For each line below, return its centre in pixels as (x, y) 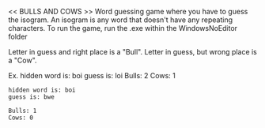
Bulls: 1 (23, 111)
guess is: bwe (32, 97)
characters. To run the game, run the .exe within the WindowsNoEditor (123, 28)
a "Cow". (23, 60)
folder (18, 36)
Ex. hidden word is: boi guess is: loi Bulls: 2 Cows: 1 (92, 75)
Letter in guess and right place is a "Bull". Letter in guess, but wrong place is (132, 52)
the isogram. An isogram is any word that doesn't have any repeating (121, 20)
